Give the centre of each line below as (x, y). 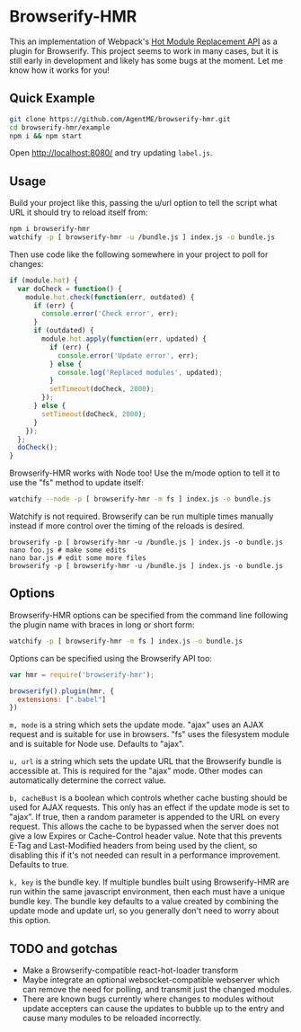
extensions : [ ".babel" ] (62, 699)
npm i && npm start (46, 136)
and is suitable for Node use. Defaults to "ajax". (97, 744)
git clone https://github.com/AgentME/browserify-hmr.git (120, 119)
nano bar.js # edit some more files (78, 558)
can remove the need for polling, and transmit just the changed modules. (157, 990)
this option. (30, 921)
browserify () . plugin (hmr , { (62, 691)
